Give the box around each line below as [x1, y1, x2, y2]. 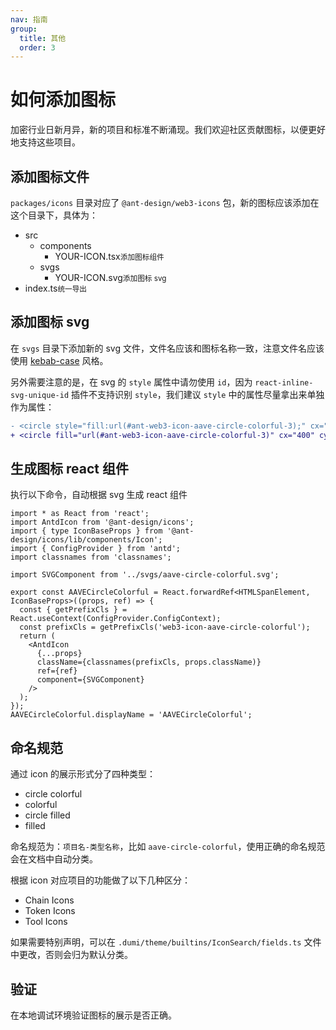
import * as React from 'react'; [10, 509, 150, 519]
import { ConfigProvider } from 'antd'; [10, 544, 182, 554]
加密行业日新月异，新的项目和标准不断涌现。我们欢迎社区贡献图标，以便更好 [10, 124, 326, 136]
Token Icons [24, 905, 76, 917]
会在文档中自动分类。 [10, 853, 98, 865]
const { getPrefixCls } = [19, 605, 128, 615]
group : [10, 24, 38, 34]
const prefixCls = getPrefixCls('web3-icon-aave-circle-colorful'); [19, 622, 311, 633]
